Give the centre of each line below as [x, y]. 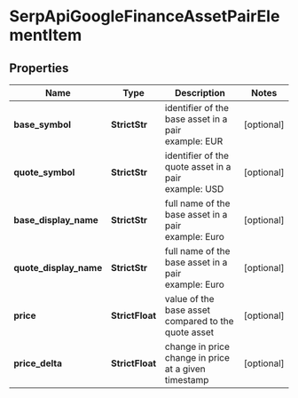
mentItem [46, 35]
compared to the [199, 321]
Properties [39, 68]
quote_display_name [58, 268]
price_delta [38, 363]
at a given [185, 369]
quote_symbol [44, 172]
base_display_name [56, 220]
